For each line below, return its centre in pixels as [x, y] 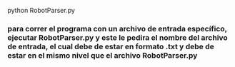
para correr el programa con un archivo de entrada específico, [117, 29]
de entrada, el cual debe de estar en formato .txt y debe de [111, 46]
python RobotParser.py [41, 10]
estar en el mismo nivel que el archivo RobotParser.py [102, 55]
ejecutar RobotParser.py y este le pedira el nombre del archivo [118, 37]
